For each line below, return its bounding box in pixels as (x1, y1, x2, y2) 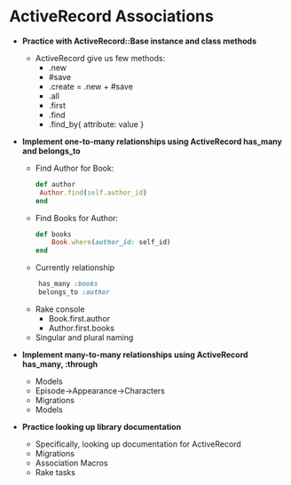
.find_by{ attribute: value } (48, 118, 145, 130)
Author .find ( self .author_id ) (39, 188, 148, 197)
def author (35, 179, 76, 188)
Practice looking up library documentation (21, 421, 182, 432)
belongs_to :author (38, 288, 111, 297)
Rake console (35, 304, 85, 314)
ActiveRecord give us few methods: (35, 52, 166, 63)
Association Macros (35, 457, 108, 468)
